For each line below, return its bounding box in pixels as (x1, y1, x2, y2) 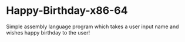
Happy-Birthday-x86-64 (6, 4, 128, 17)
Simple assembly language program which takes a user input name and (6, 23, 179, 30)
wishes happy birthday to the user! (6, 29, 90, 36)
